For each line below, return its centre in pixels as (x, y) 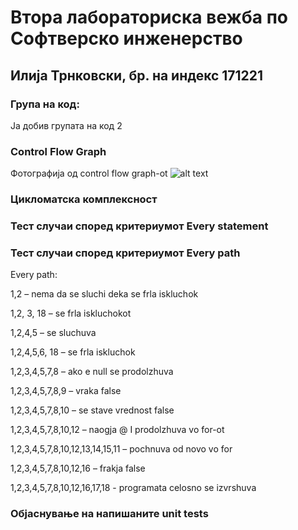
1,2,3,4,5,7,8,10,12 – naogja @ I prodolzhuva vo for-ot (117, 430)
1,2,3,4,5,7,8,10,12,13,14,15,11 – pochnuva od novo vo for (121, 449)
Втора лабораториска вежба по (149, 17)
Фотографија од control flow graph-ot (89, 173)
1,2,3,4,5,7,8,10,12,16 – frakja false (78, 468)
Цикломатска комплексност (84, 199)
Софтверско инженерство (126, 38)
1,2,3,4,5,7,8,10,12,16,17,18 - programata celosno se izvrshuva (133, 488)
